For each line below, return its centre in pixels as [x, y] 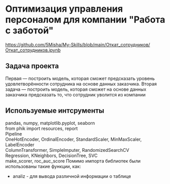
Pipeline [14, 134]
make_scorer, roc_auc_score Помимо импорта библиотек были [73, 161]
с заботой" [30, 31]
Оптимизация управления [64, 9]
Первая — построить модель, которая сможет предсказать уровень [80, 78]
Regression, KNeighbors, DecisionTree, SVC [51, 155]
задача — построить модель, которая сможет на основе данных [76, 89]
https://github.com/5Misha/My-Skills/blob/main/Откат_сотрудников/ [78, 44]
